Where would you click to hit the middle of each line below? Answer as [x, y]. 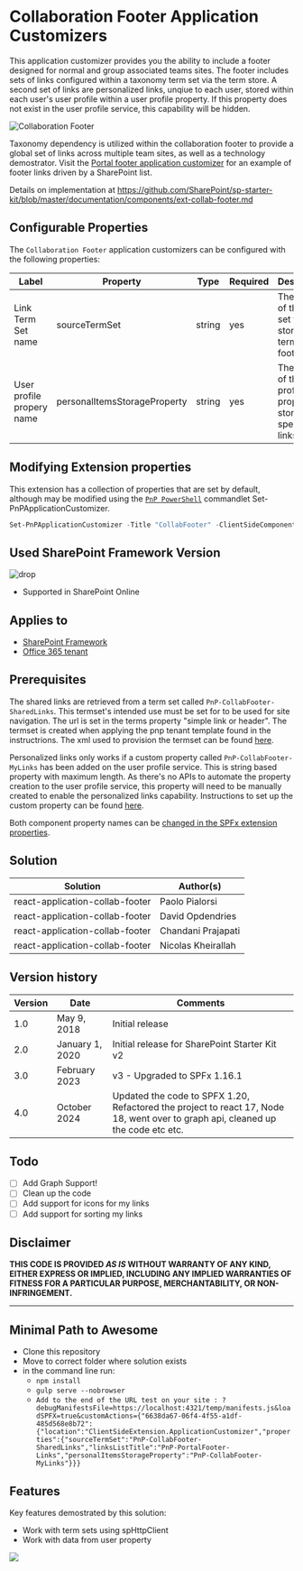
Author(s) [200, 886]
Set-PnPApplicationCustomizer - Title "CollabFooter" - [115, 525]
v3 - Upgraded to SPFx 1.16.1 [177, 1075]
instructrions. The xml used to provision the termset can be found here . [142, 740]
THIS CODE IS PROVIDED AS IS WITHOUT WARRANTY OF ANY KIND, [140, 1264]
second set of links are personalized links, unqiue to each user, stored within [151, 89]
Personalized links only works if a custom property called [116, 757]
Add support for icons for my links [86, 1204]
